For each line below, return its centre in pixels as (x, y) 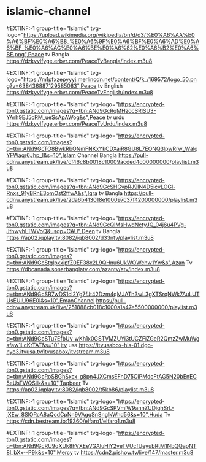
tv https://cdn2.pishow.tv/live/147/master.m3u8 (134, 452)
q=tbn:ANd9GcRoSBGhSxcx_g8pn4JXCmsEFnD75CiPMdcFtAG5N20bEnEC (102, 376)
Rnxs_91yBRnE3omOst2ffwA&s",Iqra (52, 193)
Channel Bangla (97, 155)
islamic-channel (48, 11)
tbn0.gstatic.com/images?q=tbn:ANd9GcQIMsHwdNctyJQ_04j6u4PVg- (97, 225)
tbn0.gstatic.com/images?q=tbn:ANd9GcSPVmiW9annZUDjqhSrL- (90, 408)
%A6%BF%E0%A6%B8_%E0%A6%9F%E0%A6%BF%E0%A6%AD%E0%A (103, 41)
